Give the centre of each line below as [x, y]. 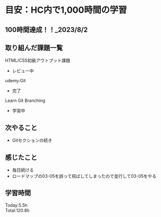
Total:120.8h [17, 210]
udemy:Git [15, 81]
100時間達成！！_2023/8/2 [46, 30]
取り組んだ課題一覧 [34, 48]
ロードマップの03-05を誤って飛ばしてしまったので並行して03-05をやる [84, 176]
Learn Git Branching [25, 100]
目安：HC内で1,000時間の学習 [66, 10]
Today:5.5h [16, 205]
